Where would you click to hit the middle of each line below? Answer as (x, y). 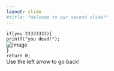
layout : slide (24, 12)
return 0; (19, 55)
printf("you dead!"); (33, 39)
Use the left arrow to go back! (43, 61)
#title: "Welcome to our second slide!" (58, 17)
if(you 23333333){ (29, 33)
